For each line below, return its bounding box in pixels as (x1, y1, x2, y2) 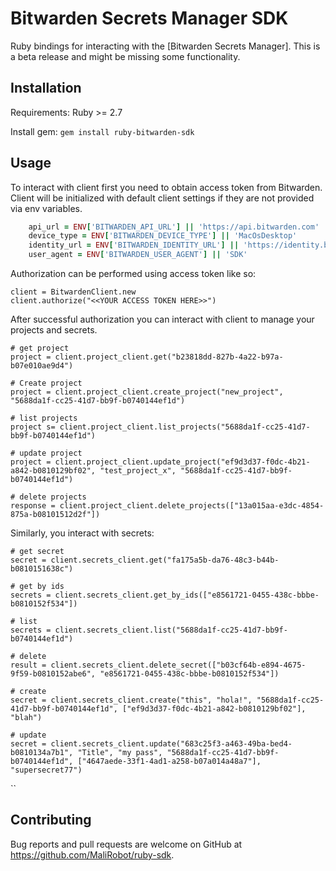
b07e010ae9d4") (10, 361, 74, 371)
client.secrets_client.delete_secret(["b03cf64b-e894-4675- (50, 660, 307, 671)
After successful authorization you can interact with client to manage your (10, 313, 315, 326)
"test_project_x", (99, 466, 177, 476)
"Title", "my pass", (77, 748, 163, 758)
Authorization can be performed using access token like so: (10, 268, 257, 280)
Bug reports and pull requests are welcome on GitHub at (10, 838, 243, 850)
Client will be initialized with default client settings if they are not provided (10, 192, 315, 204)
